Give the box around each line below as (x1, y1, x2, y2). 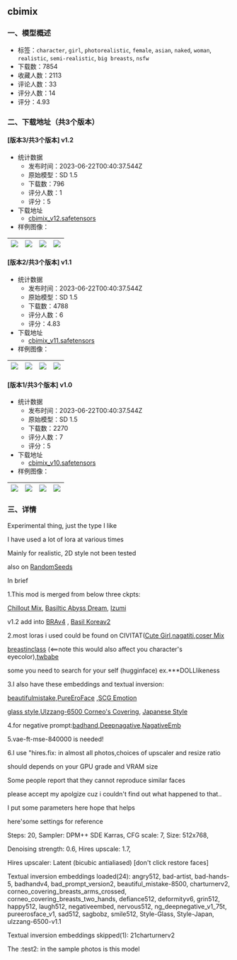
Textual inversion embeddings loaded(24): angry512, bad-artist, (7, 871, 193, 881)
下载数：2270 (28, 424, 69, 433)
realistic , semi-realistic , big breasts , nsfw (17, 53, 149, 62)
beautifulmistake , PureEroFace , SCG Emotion (7, 694, 137, 702)
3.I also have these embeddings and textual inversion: (7, 679, 164, 688)
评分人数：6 (28, 311, 64, 320)
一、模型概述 (7, 28, 52, 38)
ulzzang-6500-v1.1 (7, 917, 62, 925)
